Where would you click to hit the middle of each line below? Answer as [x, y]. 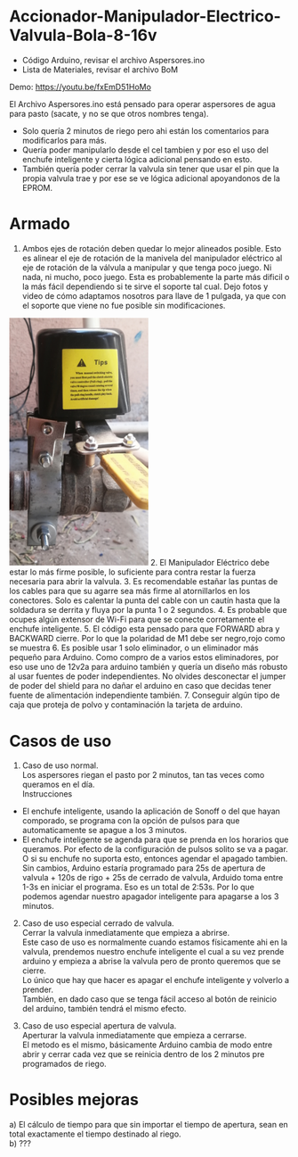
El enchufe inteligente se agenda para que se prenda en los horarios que [155, 839]
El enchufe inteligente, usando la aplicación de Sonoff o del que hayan [151, 811]
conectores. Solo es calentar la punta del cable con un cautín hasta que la [145, 600]
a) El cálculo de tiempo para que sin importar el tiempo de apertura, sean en [149, 1125]
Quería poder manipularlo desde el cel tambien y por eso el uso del [145, 150]
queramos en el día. [58, 785]
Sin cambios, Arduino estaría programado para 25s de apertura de [144, 868]
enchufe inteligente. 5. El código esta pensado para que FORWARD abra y [145, 629]
